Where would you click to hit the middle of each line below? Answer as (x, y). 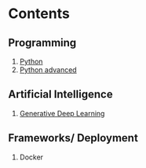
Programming (42, 43)
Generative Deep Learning (62, 113)
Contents (39, 14)
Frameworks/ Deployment (73, 138)
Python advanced (48, 70)
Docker (31, 157)
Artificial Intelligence (60, 95)
